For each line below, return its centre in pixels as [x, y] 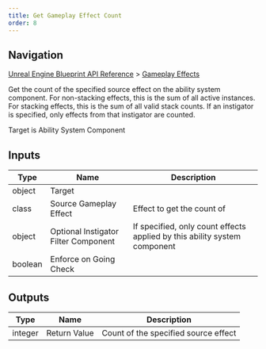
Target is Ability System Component [67, 130]
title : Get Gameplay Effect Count [65, 15]
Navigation [36, 55]
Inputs [25, 155]
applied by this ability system [187, 236]
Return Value [70, 332]
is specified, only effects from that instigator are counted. [102, 115]
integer [25, 332]
